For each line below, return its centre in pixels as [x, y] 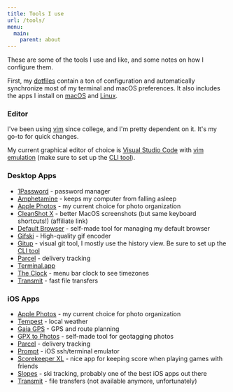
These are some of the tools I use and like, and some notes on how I [106, 60]
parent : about [40, 40]
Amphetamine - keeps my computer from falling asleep [97, 198]
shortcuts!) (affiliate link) [53, 221]
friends [28, 366]
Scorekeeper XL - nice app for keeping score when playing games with [120, 359]
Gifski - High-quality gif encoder [64, 236]
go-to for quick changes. [43, 137]
